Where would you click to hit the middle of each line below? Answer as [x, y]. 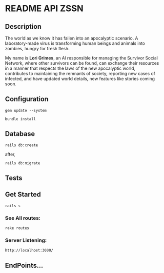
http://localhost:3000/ [29, 251]
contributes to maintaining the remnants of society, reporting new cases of [80, 73]
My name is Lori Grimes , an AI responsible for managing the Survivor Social [81, 58]
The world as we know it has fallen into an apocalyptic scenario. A [72, 38]
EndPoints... [24, 265]
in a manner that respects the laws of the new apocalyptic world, [70, 68]
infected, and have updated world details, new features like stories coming [80, 79]
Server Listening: [26, 240]
